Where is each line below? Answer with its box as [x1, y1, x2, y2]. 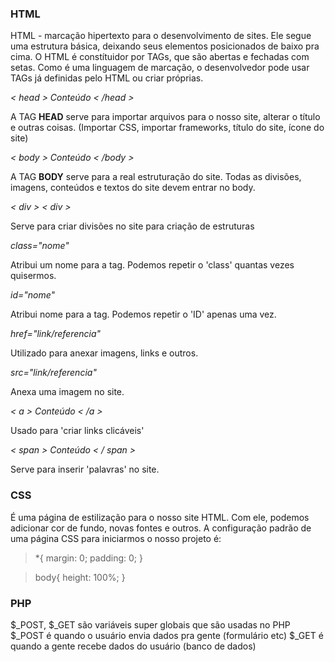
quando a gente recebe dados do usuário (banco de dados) [10, 640, 257, 652]
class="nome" [10, 240, 70, 252]
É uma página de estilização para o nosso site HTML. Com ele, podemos [10, 511, 310, 523]
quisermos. [10, 270, 57, 282]
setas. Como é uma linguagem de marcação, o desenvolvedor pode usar [10, 62, 310, 74]
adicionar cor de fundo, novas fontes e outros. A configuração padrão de [10, 522, 312, 534]
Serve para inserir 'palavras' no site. [10, 463, 160, 476]
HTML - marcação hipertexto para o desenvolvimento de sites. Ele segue [10, 30, 312, 42]
